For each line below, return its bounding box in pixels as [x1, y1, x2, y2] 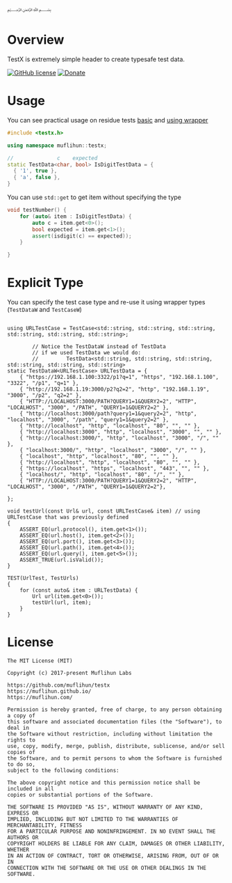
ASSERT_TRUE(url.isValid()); [19, 556, 104, 563]
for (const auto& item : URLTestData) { [19, 587, 138, 594]
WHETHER [7, 846, 30, 853]
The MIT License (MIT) [7, 657, 73, 664]
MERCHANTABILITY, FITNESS [7, 822, 82, 829]
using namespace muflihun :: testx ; [7, 142, 108, 149]
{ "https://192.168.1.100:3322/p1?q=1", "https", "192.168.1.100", [19, 374, 219, 381]
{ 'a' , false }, [13, 174, 60, 181]
